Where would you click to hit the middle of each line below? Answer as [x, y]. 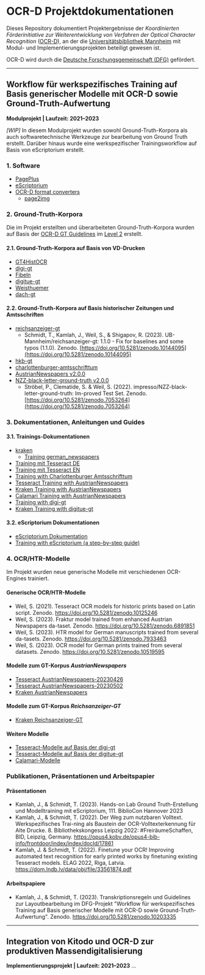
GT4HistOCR [31, 262]
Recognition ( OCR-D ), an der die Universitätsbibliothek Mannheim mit [94, 41]
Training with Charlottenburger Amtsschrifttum [74, 476]
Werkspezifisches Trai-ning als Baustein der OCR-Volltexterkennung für [106, 824]
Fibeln [23, 275]
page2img [37, 198]
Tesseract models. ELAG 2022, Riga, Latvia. [70, 863]
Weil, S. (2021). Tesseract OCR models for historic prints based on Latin [105, 606]
